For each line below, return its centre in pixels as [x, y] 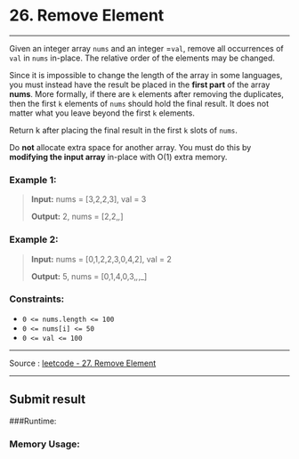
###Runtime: [33, 421]
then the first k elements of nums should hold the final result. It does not [139, 103]
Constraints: [37, 299]
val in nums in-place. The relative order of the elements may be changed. [142, 58]
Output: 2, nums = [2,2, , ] [77, 217]
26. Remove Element [87, 16]
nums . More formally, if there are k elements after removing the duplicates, [147, 93]
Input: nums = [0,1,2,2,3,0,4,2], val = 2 [101, 259]
